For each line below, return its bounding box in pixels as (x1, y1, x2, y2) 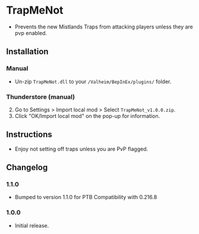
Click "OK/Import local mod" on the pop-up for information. (14, 112, 160, 119)
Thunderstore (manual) (6, 92, 75, 101)
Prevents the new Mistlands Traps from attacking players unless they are (14, 23, 193, 30)
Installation (6, 47, 49, 57)
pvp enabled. (14, 29, 48, 36)
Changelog (6, 162, 48, 172)
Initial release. (14, 222, 49, 229)
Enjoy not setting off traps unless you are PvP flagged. (14, 145, 149, 152)
